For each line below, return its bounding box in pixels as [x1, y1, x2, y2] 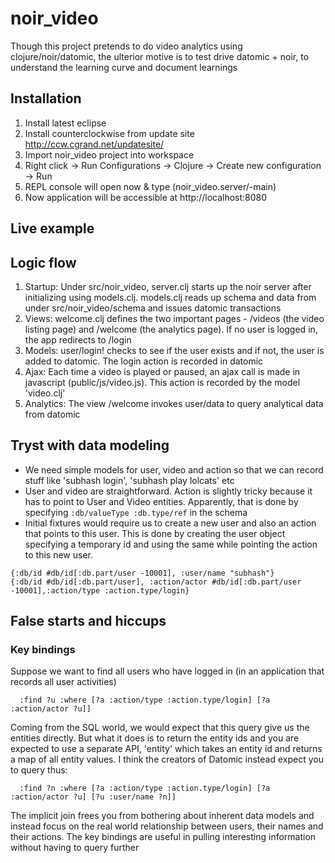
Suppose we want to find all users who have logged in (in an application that [10, 665, 325, 677]
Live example [10, 220, 95, 237]
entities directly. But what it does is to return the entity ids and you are [10, 732, 300, 744]
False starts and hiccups [10, 613, 167, 630]
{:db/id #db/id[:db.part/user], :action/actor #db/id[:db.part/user [10, 577, 302, 587]
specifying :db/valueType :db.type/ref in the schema [24, 506, 248, 518]
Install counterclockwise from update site [24, 127, 195, 139]
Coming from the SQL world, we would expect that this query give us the [10, 722, 310, 734]
